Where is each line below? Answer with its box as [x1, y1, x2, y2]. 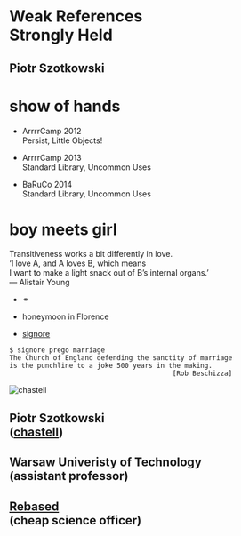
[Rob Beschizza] [172, 369, 233, 379]
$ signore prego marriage [9, 346, 105, 355]
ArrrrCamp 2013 [21, 152, 82, 163]
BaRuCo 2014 [21, 179, 73, 189]
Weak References [9, 6, 143, 27]
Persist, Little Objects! [21, 135, 103, 146]
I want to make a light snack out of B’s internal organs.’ [9, 268, 209, 278]
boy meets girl [9, 220, 117, 239]
